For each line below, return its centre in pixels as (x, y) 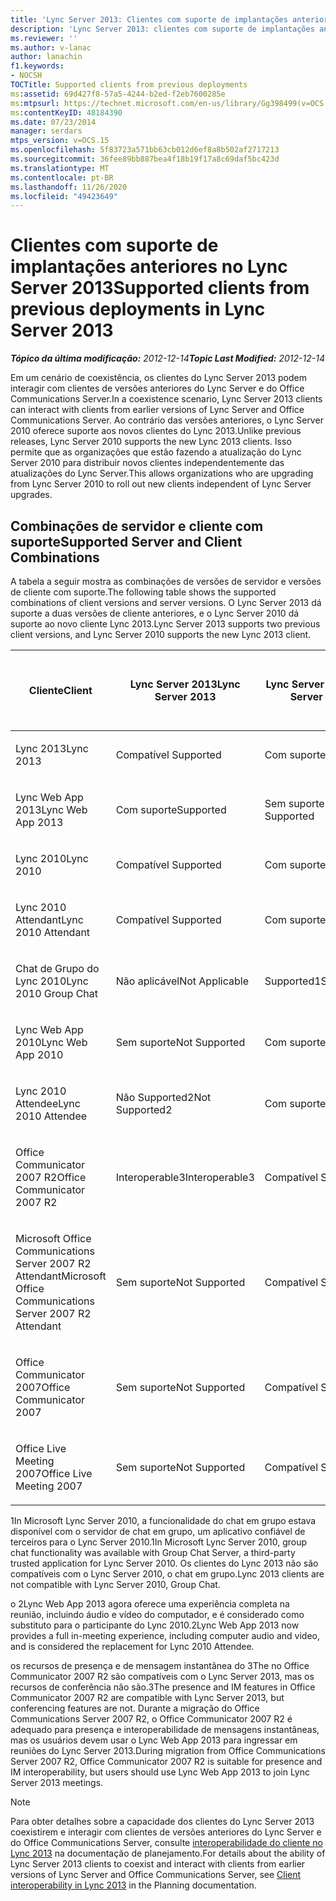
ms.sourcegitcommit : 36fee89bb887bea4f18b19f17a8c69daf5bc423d (145, 159)
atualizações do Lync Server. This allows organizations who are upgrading (162, 473)
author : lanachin (46, 57)
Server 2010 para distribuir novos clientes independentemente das (147, 463)
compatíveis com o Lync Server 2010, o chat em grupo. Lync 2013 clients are (167, 1574)
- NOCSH (26, 76)
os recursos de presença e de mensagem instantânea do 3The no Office (160, 1665)
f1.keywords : (37, 66)
